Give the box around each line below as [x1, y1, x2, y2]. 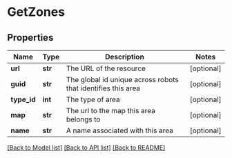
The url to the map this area [66, 106, 155, 115]
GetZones [7, 4, 66, 20]
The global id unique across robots [66, 75, 180, 84]
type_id [10, 95, 36, 104]
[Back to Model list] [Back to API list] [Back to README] [7, 144, 166, 152]
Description [104, 52, 145, 61]
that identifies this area [66, 83, 140, 93]
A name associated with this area [66, 126, 174, 135]
